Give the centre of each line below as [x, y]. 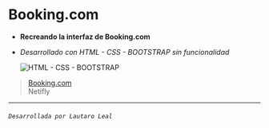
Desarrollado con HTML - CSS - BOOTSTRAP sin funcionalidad [124, 52]
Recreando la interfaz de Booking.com [85, 37]
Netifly [39, 91]
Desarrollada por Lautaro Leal [60, 116]
